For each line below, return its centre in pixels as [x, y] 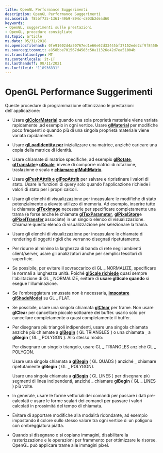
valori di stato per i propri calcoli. [45, 189]
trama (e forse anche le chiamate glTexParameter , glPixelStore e [77, 214]
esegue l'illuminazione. [35, 283]
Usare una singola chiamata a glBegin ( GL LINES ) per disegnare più [81, 375]
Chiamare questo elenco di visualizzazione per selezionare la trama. [80, 224]
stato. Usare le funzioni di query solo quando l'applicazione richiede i [81, 184]
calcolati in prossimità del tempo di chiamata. [57, 406]
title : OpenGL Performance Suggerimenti [47, 9]
